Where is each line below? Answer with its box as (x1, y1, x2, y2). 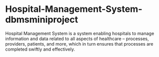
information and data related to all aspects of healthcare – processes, (5, 36, 149, 42)
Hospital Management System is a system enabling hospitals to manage (5, 30, 154, 36)
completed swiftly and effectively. (5, 46, 75, 52)
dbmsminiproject (5, 14, 78, 25)
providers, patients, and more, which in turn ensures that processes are (5, 41, 153, 47)
